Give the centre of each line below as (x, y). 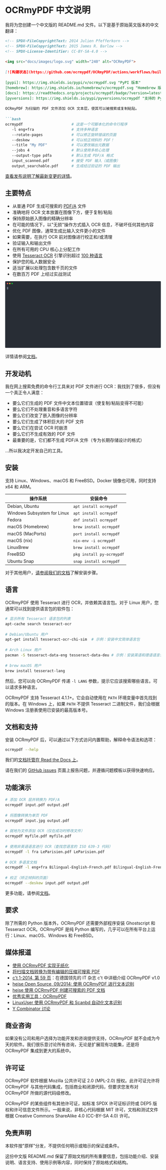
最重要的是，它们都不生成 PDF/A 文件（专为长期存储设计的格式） (78, 440)
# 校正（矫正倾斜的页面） (28, 878)
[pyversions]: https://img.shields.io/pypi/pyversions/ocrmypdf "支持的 (80, 98)
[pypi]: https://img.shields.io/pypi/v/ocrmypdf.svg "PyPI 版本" (73, 83)
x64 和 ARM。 (20, 487)
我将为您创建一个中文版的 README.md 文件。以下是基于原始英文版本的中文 (82, 25)
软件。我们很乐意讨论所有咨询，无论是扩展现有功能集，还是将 (76, 1045)
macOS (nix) (20, 540)
